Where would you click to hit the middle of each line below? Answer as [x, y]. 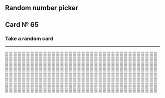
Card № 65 [22, 25]
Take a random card [29, 39]
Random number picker [42, 8]
